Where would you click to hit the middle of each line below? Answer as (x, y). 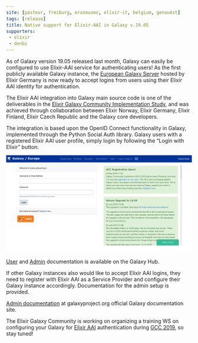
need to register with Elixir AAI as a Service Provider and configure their (93, 279)
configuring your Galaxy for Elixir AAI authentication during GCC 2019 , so (95, 328)
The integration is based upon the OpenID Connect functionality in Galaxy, (96, 128)
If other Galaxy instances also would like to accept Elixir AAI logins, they (93, 273)
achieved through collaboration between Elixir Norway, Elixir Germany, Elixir (98, 110)
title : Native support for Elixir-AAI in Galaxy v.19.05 (77, 25)
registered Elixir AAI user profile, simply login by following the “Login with (95, 141)
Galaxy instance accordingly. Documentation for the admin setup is (88, 286)
